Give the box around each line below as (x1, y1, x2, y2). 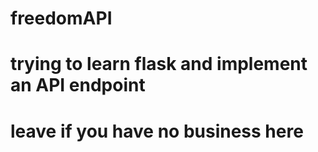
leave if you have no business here (10, 120, 304, 142)
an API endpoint (10, 74, 146, 97)
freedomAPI (10, 7, 113, 30)
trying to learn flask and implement (10, 53, 308, 76)
